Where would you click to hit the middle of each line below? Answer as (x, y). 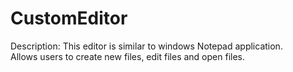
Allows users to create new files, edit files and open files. (127, 56)
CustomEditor (69, 18)
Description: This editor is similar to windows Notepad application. (146, 46)
